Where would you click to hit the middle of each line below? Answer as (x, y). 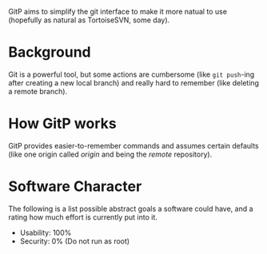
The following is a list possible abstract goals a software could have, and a (131, 208)
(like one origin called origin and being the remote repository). (110, 154)
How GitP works (63, 124)
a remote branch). (38, 91)
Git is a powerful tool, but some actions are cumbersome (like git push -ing (132, 74)
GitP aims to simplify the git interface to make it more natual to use (118, 12)
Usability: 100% (46, 232)
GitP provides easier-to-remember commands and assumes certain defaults (134, 145)
